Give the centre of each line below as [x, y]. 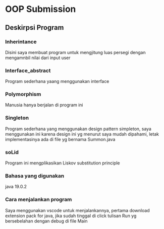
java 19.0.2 [16, 187]
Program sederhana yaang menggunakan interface [57, 81]
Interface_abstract [28, 71]
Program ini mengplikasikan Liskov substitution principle [63, 163]
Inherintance [21, 42]
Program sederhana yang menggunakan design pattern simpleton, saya [78, 129]
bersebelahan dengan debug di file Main [46, 221]
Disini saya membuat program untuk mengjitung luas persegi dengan [76, 52]
